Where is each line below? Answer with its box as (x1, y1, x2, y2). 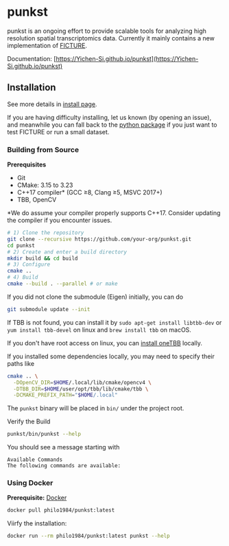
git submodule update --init (7, 306, 91, 312)
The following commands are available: (7, 462, 121, 469)
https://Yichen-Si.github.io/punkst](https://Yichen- (56, 54, 199, 62)
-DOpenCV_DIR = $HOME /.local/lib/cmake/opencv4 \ (13, 379, 152, 386)
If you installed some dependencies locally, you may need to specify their (7, 352, 215, 360)
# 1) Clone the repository (7, 229, 84, 236)
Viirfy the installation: (7, 519, 67, 528)
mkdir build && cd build (7, 255, 78, 262)
